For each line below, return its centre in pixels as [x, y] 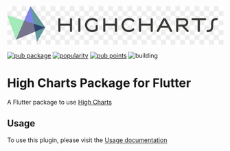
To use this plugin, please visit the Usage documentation [87, 140]
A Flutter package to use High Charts [59, 102]
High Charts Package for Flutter [99, 83]
